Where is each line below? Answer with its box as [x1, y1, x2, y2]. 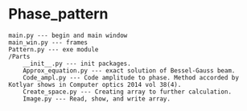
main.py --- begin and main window [8, 31, 128, 39]
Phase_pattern [8, 5, 109, 23]
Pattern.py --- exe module [8, 45, 99, 53]
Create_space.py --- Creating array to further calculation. [23, 88, 232, 96]
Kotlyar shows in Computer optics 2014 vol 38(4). [8, 80, 182, 88]
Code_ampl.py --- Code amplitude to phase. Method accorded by [23, 73, 240, 81]
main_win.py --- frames [8, 38, 89, 47]
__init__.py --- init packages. [23, 60, 131, 68]
